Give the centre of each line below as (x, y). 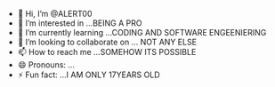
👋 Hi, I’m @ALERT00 (55, 14)
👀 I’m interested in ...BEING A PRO (80, 23)
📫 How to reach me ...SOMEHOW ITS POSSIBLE (107, 52)
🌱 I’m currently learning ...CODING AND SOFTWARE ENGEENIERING (142, 32)
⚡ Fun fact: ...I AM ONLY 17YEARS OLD (89, 75)
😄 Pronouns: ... (46, 65)
